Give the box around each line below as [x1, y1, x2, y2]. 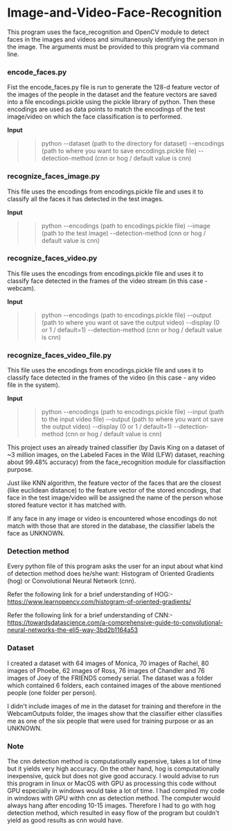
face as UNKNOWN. [7, 529, 65, 538]
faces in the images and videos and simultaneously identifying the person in [7, 35, 224, 43]
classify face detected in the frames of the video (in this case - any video [7, 373, 216, 382]
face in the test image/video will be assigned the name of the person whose [7, 494, 224, 502]
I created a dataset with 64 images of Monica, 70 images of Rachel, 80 [7, 659, 209, 667]
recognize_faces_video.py [7, 253, 98, 263]
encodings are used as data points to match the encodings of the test [7, 105, 206, 114]
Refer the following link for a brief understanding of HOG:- [7, 590, 173, 599]
